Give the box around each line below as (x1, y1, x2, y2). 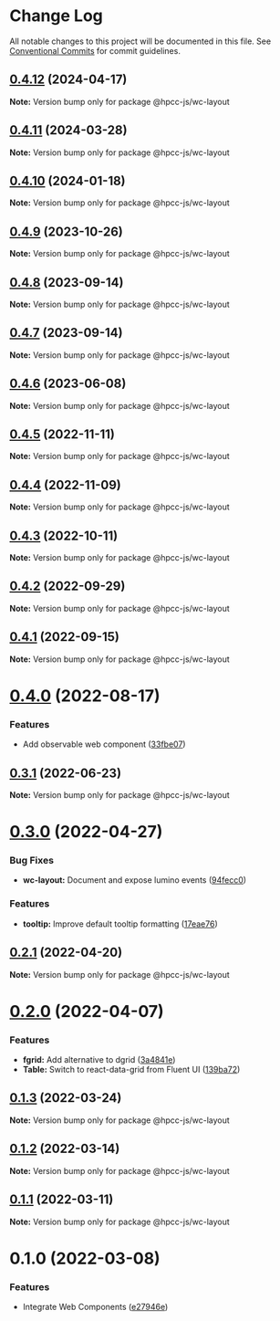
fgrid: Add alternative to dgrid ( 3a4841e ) (22, 1054, 176, 1065)
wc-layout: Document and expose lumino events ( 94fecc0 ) (22, 875, 247, 886)
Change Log (9, 5, 103, 26)
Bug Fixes (9, 854, 55, 867)
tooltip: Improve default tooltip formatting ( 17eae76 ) (22, 918, 219, 929)
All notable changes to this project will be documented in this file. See (9, 36, 272, 47)
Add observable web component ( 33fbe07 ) (22, 739, 186, 750)
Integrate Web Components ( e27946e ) (22, 1301, 169, 1312)
